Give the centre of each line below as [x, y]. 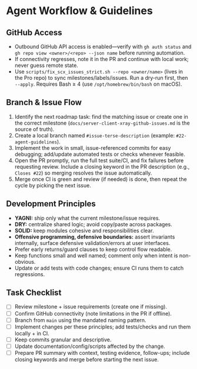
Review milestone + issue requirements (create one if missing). [91, 307]
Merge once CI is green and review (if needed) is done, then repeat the [101, 179]
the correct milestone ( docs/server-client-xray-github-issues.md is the [102, 123]
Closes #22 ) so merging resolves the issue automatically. [83, 173]
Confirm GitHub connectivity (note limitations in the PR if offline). [93, 313]
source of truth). [34, 129]
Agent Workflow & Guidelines [79, 11]
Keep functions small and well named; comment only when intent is [96, 255]
